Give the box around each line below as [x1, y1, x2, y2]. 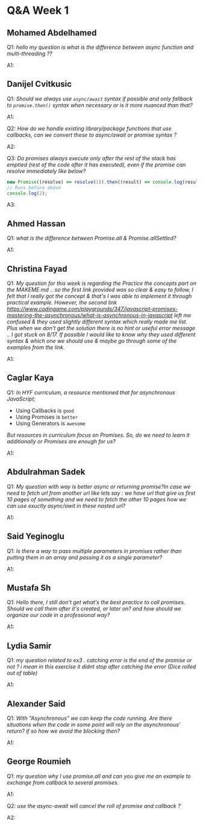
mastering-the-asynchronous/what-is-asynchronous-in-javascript [7, 311, 173, 319]
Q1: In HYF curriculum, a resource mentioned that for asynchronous [7, 389, 175, 396]
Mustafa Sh [7, 583, 51, 593]
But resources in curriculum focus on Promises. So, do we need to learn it [7, 431, 190, 439]
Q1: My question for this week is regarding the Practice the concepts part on [7, 280, 196, 287]
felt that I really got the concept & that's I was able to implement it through [7, 293, 192, 300]
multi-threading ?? [7, 50, 53, 57]
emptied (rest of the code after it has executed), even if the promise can [7, 161, 186, 168]
